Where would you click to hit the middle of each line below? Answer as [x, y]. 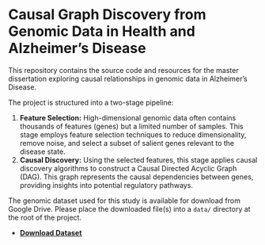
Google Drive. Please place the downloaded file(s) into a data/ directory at [129, 209]
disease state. [42, 151]
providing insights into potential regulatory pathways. [106, 185]
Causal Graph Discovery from [108, 15]
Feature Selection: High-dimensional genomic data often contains [128, 117]
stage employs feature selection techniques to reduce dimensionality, [133, 134]
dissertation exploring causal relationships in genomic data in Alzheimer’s [128, 78]
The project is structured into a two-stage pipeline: [91, 102]
